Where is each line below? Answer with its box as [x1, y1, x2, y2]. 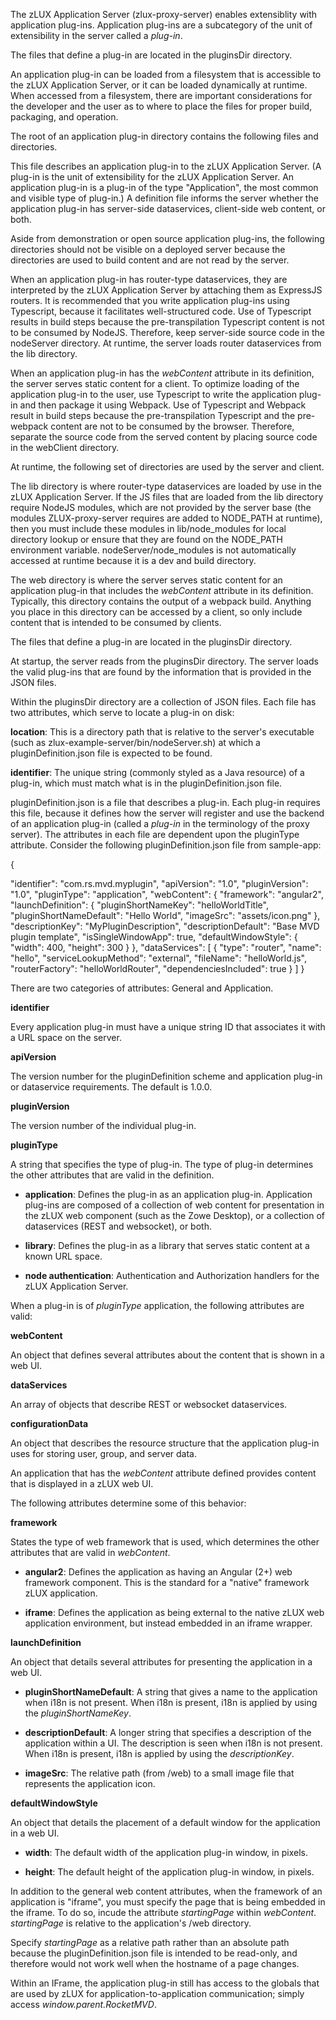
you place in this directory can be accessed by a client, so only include [10, 606, 303, 618]
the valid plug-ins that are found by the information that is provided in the [10, 666, 312, 678]
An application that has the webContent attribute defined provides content [10, 1467, 317, 1479]
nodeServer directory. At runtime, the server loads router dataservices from [10, 337, 322, 349]
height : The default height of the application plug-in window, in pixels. [24, 1866, 315, 1878]
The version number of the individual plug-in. [10, 1120, 197, 1131]
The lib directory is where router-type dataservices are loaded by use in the [10, 480, 322, 492]
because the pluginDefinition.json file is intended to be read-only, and [10, 1947, 298, 1959]
